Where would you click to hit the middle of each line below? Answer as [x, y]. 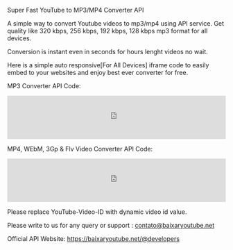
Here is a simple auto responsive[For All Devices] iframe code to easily [108, 65]
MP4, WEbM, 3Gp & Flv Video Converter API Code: [80, 149]
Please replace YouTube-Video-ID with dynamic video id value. [97, 212]
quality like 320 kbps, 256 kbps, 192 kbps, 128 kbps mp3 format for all [107, 31]
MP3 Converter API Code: [44, 86]
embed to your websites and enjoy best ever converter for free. [98, 73]
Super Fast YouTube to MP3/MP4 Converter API [76, 10]
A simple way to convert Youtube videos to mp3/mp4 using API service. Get [115, 23]
